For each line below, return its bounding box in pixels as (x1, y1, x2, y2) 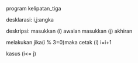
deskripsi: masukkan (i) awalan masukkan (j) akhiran (6, 27, 133, 34)
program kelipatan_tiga (6, 5, 61, 12)
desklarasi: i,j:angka (6, 16, 54, 23)
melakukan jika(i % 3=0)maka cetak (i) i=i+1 (6, 39, 112, 45)
